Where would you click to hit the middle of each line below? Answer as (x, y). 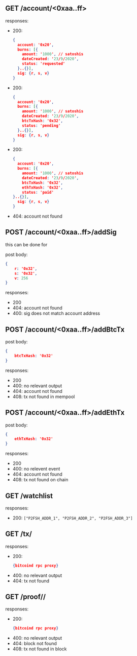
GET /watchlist (29, 496)
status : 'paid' (38, 192)
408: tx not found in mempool (44, 396)
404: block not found (35, 644)
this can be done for (26, 244)
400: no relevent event (36, 469)
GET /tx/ (19, 534)
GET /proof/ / (26, 597)
